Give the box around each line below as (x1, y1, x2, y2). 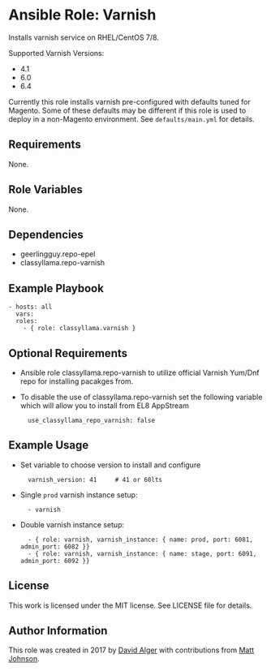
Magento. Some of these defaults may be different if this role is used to (8, 105, 247, 115)
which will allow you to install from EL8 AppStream (19, 401, 189, 411)
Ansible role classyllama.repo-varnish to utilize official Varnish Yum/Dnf (19, 368, 260, 377)
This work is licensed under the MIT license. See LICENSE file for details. (8, 600, 252, 610)
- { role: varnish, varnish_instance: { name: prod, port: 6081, (28, 536, 253, 544)
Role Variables (8, 183, 83, 196)
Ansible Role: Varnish (8, 6, 157, 24)
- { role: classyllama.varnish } (23, 325, 136, 333)
